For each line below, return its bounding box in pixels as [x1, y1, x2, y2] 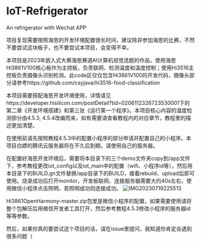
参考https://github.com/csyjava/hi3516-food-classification [16, 79, 160, 86]
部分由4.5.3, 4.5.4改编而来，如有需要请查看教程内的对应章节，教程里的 [11, 114, 186, 121]
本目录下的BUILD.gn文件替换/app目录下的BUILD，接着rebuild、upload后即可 [6, 170, 195, 177]
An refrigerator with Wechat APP [6, 24, 87, 31]
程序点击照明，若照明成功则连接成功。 [26, 184, 121, 192]
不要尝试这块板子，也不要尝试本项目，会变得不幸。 [6, 44, 132, 51]
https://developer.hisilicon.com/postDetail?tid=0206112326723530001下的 [6, 99, 190, 106]
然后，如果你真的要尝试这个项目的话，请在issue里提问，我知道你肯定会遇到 [6, 225, 193, 232]
